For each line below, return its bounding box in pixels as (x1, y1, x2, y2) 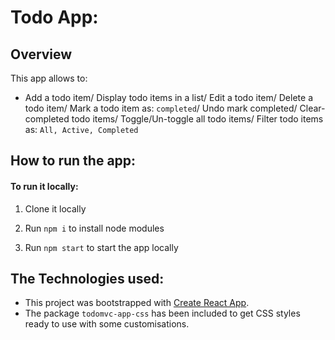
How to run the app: (10, 152, 137, 170)
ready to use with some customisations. (24, 318, 190, 330)
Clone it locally (24, 202, 87, 215)
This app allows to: (10, 72, 88, 84)
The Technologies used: (10, 270, 165, 287)
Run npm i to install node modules (24, 222, 165, 234)
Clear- (299, 102, 326, 114)
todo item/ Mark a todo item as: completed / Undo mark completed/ (24, 102, 298, 114)
